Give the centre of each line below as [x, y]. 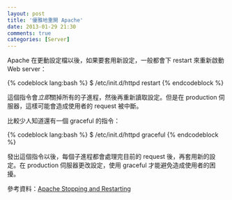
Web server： [27, 69]
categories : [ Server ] [39, 40]
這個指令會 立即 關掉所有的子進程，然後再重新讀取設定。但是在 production [112, 98]
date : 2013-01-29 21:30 [42, 26]
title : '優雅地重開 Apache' [45, 20]
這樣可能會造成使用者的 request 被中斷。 [84, 106]
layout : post [26, 14]
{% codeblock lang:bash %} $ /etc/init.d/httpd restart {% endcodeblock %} [116, 83]
